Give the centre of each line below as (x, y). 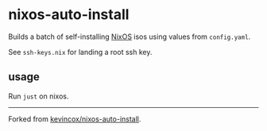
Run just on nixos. (39, 96)
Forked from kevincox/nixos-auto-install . (75, 119)
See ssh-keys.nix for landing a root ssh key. (80, 52)
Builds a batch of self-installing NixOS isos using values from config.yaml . (130, 37)
